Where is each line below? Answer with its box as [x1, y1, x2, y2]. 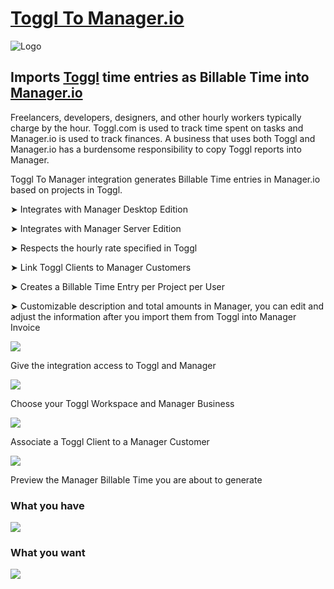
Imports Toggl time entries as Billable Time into [10, 69, 310, 86]
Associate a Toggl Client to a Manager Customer [10, 435, 210, 447]
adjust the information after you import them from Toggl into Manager [10, 310, 297, 322]
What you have [10, 498, 85, 512]
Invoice [10, 321, 41, 333]
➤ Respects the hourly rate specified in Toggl [10, 242, 198, 254]
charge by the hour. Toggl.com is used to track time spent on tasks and [10, 122, 304, 134]
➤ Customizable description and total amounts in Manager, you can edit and [10, 300, 325, 312]
